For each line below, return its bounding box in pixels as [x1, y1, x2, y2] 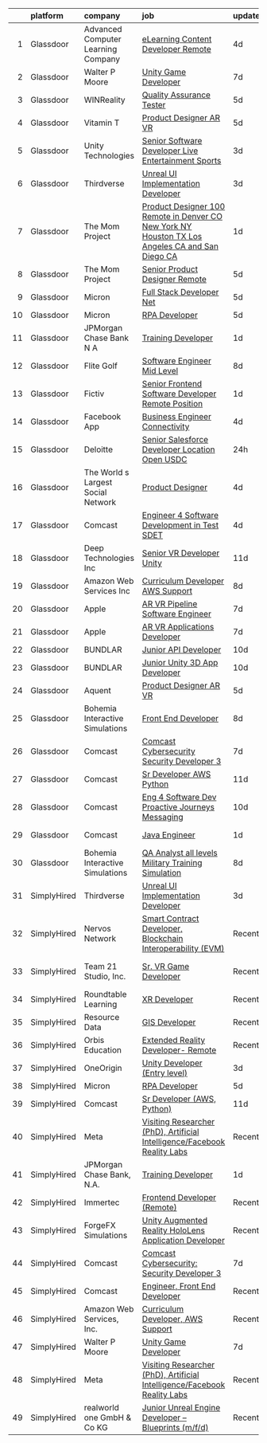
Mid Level [141, 366, 179, 376]
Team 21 [83, 961, 118, 971]
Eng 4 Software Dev [141, 792, 217, 802]
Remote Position [141, 398, 203, 409]
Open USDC [141, 454, 188, 465]
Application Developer [141, 1235, 225, 1245]
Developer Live [141, 145, 199, 156]
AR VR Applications [141, 622, 215, 632]
